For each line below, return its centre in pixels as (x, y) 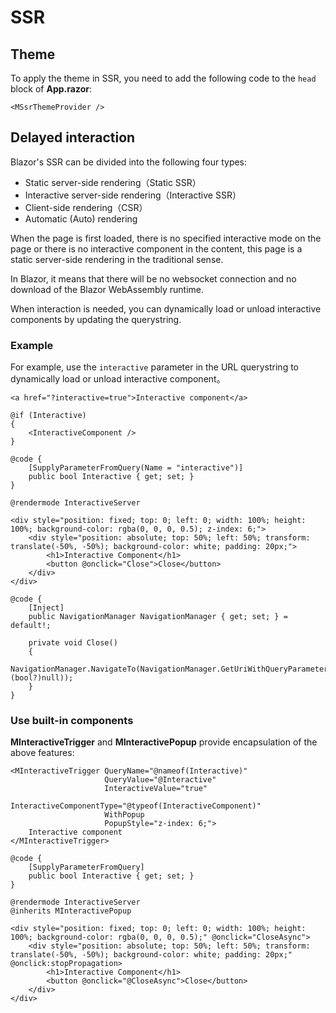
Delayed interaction (73, 137)
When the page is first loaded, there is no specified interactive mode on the (166, 238)
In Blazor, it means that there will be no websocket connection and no (153, 278)
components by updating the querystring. (96, 319)
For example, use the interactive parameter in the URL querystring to (154, 367)
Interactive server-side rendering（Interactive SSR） (133, 195)
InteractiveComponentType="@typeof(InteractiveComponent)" (136, 806)
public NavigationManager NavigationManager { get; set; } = (158, 617)
